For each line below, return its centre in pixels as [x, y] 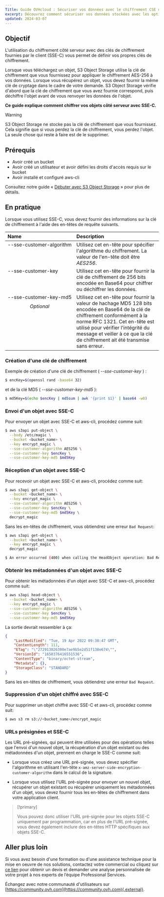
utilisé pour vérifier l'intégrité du [113, 328]
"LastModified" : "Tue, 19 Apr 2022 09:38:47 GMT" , [66, 641]
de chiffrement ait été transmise [113, 340]
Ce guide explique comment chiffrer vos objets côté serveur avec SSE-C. [81, 105]
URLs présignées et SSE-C [37, 731]
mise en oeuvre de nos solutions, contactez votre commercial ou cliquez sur [82, 864]
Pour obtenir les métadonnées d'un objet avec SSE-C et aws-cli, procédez [80, 581]
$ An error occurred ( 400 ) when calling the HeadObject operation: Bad [79, 558]
